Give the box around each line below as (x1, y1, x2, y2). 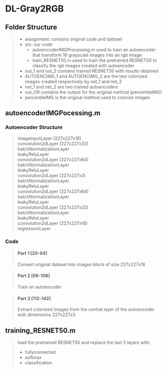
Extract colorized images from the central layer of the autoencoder (17, 307, 155, 313)
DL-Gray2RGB (5, 3, 64, 14)
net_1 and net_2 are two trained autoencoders (24, 84, 119, 90)
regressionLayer (17, 225, 51, 231)
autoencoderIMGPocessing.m (5, 109, 101, 117)
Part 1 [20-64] (17, 250, 47, 256)
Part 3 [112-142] (17, 295, 51, 301)
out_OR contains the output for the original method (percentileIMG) (24, 89, 163, 95)
